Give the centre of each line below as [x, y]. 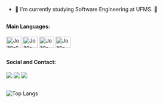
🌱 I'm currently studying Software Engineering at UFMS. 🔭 [86, 9]
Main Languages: [28, 26]
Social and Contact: [31, 62]
